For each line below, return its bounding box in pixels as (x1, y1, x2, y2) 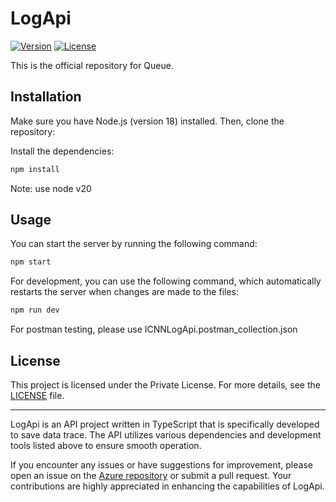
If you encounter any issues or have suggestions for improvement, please (10, 459, 313, 471)
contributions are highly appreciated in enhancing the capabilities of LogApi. (10, 480, 325, 492)
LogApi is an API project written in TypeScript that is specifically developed (10, 418, 320, 430)
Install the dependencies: (10, 145, 115, 157)
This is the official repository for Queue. (10, 59, 174, 71)
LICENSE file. (10, 390, 65, 401)
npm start (10, 257, 52, 267)
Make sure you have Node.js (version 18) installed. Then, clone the (10, 115, 285, 127)
